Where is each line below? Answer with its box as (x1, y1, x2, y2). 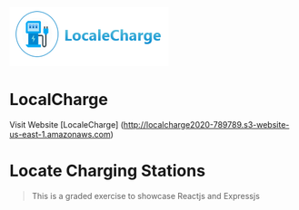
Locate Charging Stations (9, 161, 206, 181)
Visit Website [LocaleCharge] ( (9, 119, 125, 129)
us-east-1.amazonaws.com (9, 129, 111, 139)
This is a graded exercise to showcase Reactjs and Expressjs (31, 190, 261, 201)
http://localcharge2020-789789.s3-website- (123, 119, 290, 129)
